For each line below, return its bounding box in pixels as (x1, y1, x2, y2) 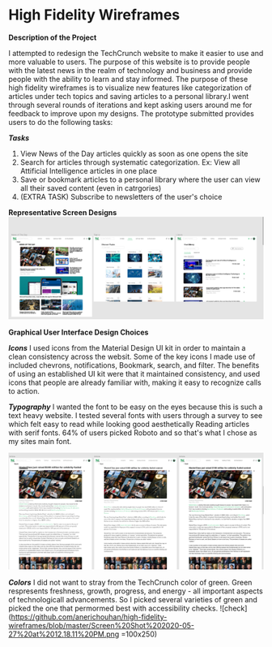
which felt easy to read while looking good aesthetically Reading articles (8, 419, 249, 429)
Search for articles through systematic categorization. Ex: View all (19, 157, 240, 167)
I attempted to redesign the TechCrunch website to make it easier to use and (8, 48, 264, 58)
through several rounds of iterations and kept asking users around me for (8, 100, 253, 110)
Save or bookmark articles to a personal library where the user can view (19, 175, 261, 184)
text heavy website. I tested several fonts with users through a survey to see (8, 410, 263, 420)
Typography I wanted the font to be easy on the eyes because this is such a (8, 402, 263, 412)
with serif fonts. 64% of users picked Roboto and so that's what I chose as (8, 428, 257, 438)
